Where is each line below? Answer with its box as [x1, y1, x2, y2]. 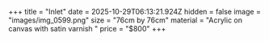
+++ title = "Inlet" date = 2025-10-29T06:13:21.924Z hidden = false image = [8, 7, 261, 16]
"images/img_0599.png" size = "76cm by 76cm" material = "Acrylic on [8, 15, 242, 25]
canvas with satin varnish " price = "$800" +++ [8, 24, 166, 33]
